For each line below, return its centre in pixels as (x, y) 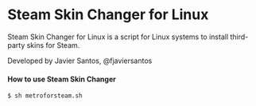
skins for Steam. (53, 45)
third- (239, 37)
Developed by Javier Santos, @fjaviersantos (80, 61)
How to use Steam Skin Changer (62, 79)
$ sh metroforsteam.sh (45, 96)
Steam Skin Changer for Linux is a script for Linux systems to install (118, 37)
